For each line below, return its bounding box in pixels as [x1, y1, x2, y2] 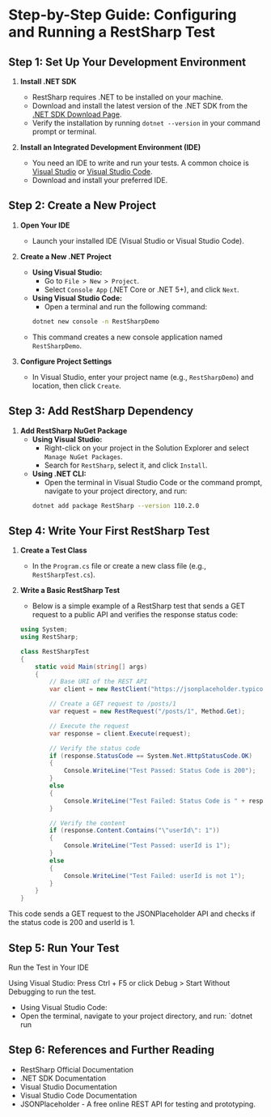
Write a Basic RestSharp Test [19, 586, 120, 595]
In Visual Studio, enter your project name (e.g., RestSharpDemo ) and [32, 372, 254, 382]
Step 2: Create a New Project [8, 198, 156, 212]
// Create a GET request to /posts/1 [49, 700, 176, 708]
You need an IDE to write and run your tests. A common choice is [32, 158, 249, 168]
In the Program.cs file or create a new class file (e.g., [32, 561, 206, 571]
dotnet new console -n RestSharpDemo [32, 318, 160, 326]
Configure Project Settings [19, 356, 112, 366]
